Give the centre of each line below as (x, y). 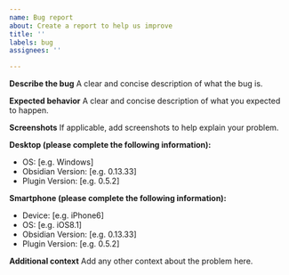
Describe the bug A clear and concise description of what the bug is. (136, 84)
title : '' (28, 34)
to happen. (29, 110)
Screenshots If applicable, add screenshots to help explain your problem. (144, 128)
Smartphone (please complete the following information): (118, 198)
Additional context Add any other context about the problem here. (131, 261)
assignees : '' (36, 51)
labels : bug (31, 42)
